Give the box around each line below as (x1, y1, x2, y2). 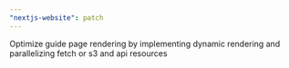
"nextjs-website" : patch (9, 13, 104, 23)
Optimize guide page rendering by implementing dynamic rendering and (9, 38, 281, 49)
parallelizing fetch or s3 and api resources (9, 47, 168, 59)
